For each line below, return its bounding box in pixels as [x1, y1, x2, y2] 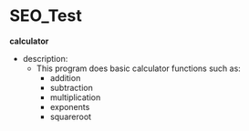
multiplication [49, 92, 101, 103]
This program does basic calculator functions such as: [36, 63, 242, 74]
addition [49, 72, 81, 83]
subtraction [49, 82, 93, 93]
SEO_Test [9, 5, 82, 26]
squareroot [49, 111, 92, 122]
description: [22, 53, 68, 64]
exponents [49, 101, 90, 112]
